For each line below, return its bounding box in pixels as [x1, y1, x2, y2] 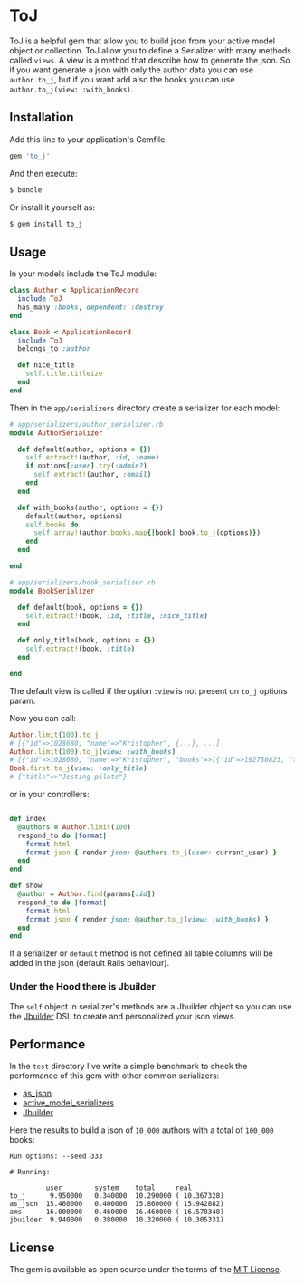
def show [9, 881, 43, 891]
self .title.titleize [25, 369, 103, 379]
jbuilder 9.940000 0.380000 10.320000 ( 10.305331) [9, 1215, 224, 1224]
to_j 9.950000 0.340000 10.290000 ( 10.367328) [9, 1192, 224, 1201]
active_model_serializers [22, 1097, 115, 1108]
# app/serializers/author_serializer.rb [9, 420, 165, 429]
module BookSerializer [9, 586, 95, 595]
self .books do [25, 520, 79, 529]
